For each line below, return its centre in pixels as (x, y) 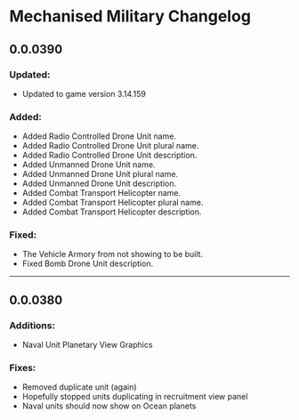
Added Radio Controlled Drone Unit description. (109, 155)
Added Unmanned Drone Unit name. (89, 165)
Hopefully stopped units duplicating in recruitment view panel (135, 397)
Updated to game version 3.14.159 (84, 93)
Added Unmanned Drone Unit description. (99, 183)
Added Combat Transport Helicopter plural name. (113, 203)
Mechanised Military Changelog (130, 16)
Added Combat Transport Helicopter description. (112, 212)
